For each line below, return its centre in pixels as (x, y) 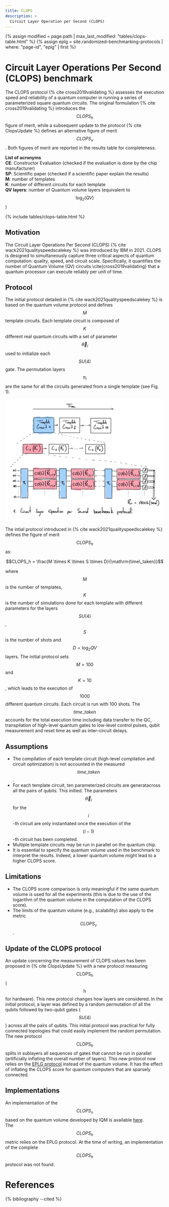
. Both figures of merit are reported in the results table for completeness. (81, 148)
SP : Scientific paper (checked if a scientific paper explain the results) (77, 173)
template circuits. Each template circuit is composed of (62, 321)
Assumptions (27, 747)
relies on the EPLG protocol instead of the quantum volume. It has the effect (84, 1064)
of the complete (22, 1147)
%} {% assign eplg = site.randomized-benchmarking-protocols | (96, 42)
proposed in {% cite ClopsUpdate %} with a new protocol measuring (76, 966)
